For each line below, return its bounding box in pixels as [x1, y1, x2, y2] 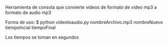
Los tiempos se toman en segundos [5, 34, 79, 40]
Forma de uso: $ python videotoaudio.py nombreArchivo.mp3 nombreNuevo [5, 19, 163, 25]
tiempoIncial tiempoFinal [5, 24, 56, 30]
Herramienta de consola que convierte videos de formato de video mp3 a [5, 4, 157, 10]
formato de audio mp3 [5, 9, 52, 15]
